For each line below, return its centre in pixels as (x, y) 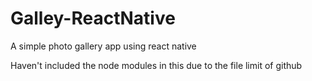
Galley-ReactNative (93, 18)
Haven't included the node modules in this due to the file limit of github (156, 65)
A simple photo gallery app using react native (103, 46)
